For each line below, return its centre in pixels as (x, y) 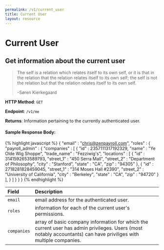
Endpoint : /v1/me (22, 112)
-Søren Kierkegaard (37, 92)
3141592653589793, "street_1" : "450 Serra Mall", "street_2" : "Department (80, 159)
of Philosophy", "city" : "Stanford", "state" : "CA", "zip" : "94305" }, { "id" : (79, 164)
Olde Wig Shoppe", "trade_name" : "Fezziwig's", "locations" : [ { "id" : (75, 153)
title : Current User (26, 14)
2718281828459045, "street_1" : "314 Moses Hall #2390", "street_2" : (74, 169)
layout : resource (23, 19)
